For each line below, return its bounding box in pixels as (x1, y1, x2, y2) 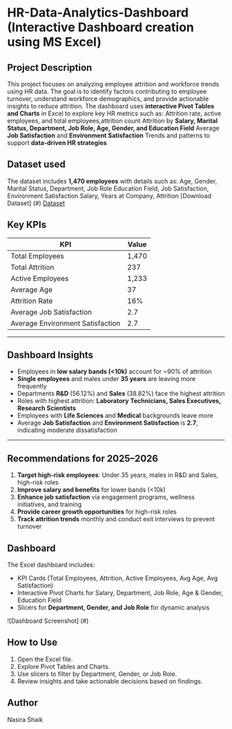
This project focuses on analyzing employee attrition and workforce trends (7, 80, 220, 88)
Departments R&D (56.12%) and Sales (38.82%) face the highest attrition (17, 389, 225, 398)
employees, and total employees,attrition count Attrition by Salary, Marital (7, 117, 218, 125)
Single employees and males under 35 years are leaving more (17, 375, 196, 383)
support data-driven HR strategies (7, 139, 107, 146)
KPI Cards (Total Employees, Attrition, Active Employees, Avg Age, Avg (17, 574, 218, 583)
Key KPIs (7, 219, 47, 231)
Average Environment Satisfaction (10, 318, 121, 328)
